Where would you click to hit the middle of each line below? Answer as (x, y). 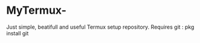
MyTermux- (36, 10)
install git (18, 33)
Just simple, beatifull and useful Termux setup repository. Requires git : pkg (100, 27)
